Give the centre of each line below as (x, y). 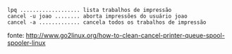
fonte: (16, 35)
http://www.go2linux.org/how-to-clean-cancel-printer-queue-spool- (126, 35)
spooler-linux (26, 43)
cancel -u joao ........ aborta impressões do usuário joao (98, 16)
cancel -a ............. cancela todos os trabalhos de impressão (107, 22)
